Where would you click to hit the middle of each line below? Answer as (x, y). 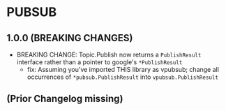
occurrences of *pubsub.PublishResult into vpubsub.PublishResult (123, 77)
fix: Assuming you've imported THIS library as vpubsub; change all (123, 69)
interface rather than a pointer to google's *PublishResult (99, 62)
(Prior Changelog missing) (65, 99)
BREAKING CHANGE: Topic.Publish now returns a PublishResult (109, 54)
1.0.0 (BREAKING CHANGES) (70, 38)
